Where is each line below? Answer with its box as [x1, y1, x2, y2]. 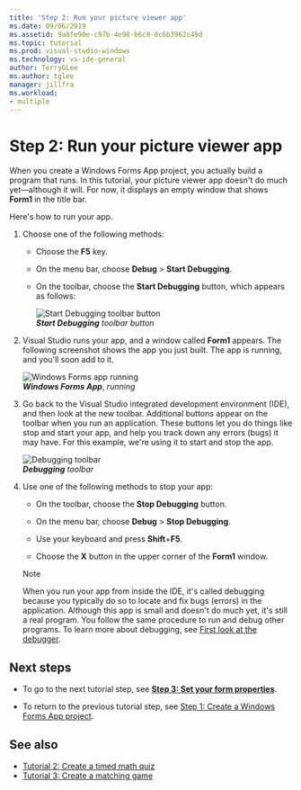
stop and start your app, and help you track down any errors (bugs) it [22, 427, 279, 438]
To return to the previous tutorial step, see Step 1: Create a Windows [22, 701, 276, 712]
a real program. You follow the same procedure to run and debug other [22, 615, 285, 625]
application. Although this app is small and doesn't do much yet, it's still [22, 605, 288, 616]
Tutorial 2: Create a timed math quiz [22, 760, 155, 771]
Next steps [9, 660, 72, 675]
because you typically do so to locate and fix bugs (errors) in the [22, 596, 262, 606]
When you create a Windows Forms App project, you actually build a [9, 166, 263, 176]
